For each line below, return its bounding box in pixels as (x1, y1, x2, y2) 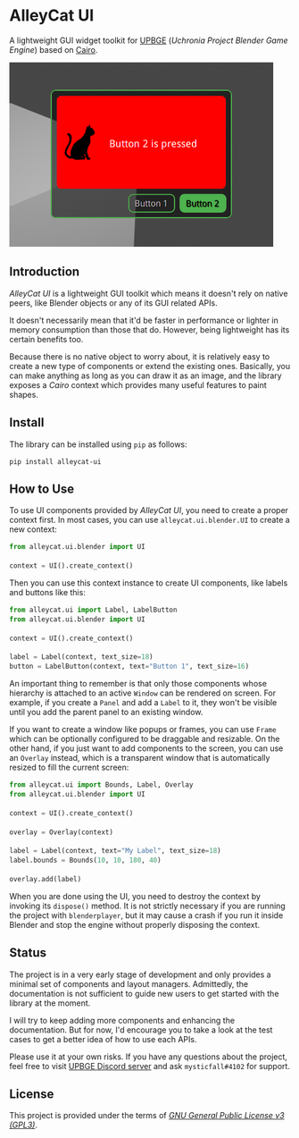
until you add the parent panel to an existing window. (9, 707, 203, 718)
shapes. (9, 389, 38, 400)
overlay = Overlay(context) (9, 828, 114, 837)
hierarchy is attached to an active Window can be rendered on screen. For (9, 687, 277, 698)
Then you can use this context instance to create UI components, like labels (9, 577, 288, 588)
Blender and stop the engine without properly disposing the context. (9, 919, 261, 930)
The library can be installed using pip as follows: (9, 439, 187, 450)
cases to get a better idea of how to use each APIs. (9, 1033, 197, 1044)
